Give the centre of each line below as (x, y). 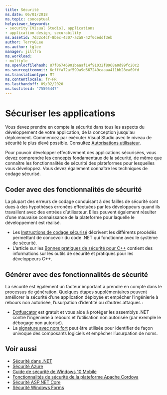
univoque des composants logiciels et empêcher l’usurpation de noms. (85, 333)
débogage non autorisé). (38, 323)
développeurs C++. (32, 259)
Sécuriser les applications (60, 113)
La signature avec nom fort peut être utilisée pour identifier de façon (83, 328)
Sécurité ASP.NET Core (36, 382)
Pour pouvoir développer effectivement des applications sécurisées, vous (81, 153)
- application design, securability (43, 33)
